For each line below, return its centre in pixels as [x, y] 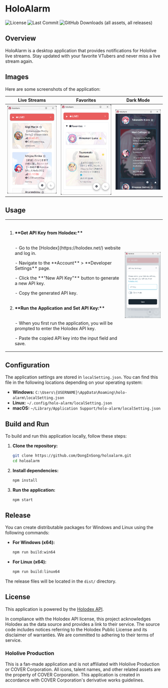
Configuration [27, 365]
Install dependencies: [35, 470]
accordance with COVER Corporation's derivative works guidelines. [75, 680]
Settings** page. [32, 268]
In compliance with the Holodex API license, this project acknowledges [78, 619]
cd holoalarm [26, 461]
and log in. [25, 253]
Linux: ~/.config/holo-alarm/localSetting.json [62, 403]
